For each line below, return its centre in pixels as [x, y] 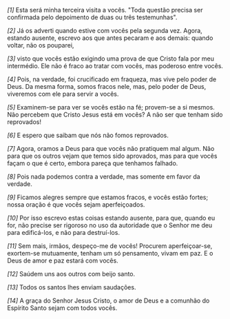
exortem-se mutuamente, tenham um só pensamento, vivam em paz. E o [110, 253]
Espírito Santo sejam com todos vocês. [62, 308]
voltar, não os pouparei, [41, 45]
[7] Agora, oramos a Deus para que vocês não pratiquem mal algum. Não [111, 148]
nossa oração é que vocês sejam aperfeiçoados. [76, 205]
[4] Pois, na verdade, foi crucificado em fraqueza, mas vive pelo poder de [112, 79]
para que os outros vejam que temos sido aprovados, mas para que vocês [112, 156]
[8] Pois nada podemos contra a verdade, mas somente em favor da [104, 176]
